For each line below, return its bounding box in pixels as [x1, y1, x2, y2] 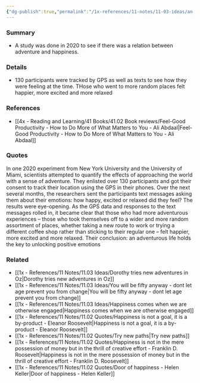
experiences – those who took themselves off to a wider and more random [6, 215, 189, 222]
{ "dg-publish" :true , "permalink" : [6, 8, 89, 15]
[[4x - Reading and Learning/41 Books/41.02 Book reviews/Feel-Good [14, 117, 186, 125]
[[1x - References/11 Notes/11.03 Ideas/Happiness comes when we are [14, 301, 187, 308]
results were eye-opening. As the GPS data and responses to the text [6, 203, 176, 210]
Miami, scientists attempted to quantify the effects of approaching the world [6, 171, 193, 178]
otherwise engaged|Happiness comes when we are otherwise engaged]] [14, 307, 194, 314]
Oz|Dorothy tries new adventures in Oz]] [14, 275, 114, 282]
